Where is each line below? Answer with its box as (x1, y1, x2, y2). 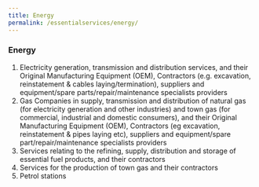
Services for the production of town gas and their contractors (19, 163, 218, 172)
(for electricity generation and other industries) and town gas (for (19, 104, 231, 114)
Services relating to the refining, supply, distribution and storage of (19, 146, 237, 156)
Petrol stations (19, 170, 67, 181)
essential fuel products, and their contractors (19, 154, 166, 163)
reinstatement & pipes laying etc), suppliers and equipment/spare (19, 129, 232, 138)
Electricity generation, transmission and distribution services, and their (19, 62, 249, 71)
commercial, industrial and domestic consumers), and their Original (19, 112, 238, 122)
